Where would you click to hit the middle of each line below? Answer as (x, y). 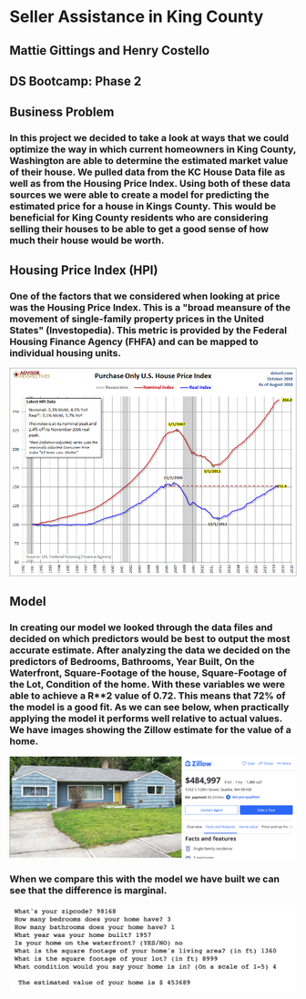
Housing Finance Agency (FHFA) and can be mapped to (134, 341)
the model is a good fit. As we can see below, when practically (149, 708)
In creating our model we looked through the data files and (141, 627)
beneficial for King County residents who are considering (139, 218)
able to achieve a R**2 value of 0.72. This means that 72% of (148, 696)
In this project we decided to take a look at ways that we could (149, 138)
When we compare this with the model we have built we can (145, 879)
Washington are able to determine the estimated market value (149, 161)
